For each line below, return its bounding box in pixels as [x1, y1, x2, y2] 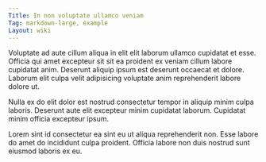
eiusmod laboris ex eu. [8, 146, 83, 156]
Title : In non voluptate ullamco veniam [8, 11, 145, 20]
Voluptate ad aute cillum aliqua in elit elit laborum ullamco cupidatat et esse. [8, 48, 256, 58]
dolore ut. [8, 82, 40, 91]
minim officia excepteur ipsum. [8, 114, 110, 124]
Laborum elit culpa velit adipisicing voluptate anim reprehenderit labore [8, 73, 241, 83]
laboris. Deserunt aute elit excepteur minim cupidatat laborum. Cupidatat [8, 106, 246, 115]
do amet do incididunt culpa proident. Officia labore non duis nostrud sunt [8, 138, 250, 148]
